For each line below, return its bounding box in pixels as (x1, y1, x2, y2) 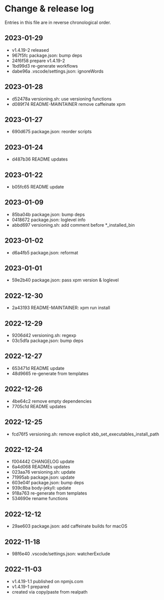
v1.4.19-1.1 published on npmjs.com (11, 578, 84, 584)
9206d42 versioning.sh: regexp (11, 333, 76, 339)
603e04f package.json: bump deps (11, 480, 84, 486)
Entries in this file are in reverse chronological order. (4, 19, 111, 25)
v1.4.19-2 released (11, 47, 49, 53)
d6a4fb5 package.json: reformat (11, 250, 78, 256)
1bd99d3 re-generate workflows (11, 63, 78, 69)
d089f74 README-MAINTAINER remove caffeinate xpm (11, 101, 126, 107)
